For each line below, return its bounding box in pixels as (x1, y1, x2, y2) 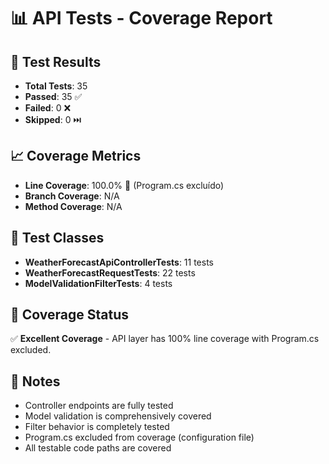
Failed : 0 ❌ (24, 102, 72, 114)
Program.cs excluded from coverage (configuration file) (24, 431, 255, 444)
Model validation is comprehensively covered (24, 410, 212, 422)
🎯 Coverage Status (10, 306, 129, 324)
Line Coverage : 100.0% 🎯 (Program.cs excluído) (24, 179, 225, 191)
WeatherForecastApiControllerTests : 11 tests (24, 256, 214, 268)
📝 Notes (10, 373, 61, 390)
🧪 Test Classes (10, 230, 105, 247)
